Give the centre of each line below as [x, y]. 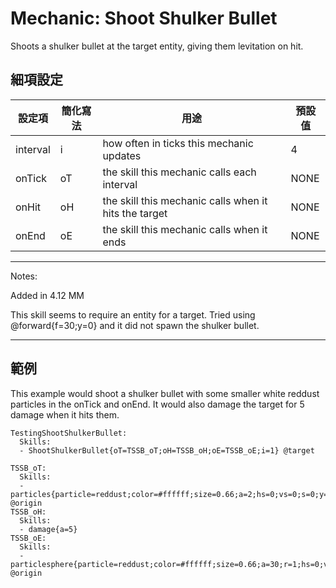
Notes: [24, 276]
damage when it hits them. [65, 414]
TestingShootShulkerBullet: [69, 433]
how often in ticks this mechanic [178, 143]
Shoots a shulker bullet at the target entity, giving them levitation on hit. [157, 46]
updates [122, 155]
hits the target [135, 213]
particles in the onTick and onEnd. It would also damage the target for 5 [157, 404]
